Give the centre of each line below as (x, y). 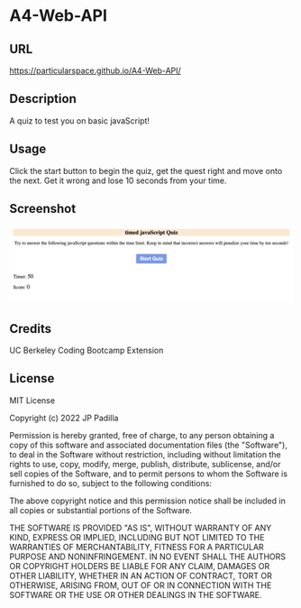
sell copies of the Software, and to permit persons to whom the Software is (149, 474)
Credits (31, 329)
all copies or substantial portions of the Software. (100, 510)
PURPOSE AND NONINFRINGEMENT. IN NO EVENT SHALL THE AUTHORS (148, 557)
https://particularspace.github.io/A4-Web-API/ (96, 70)
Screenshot (43, 209)
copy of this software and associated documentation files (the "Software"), (149, 445)
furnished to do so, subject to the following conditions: (110, 483)
